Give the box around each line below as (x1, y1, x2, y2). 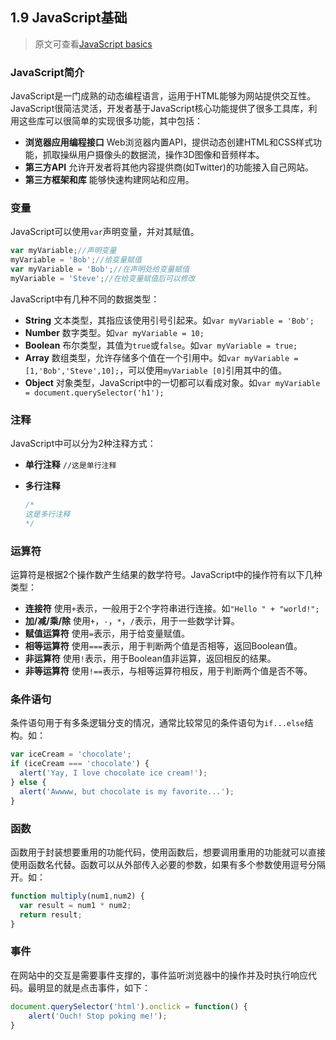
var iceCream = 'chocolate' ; (10, 749, 132, 760)
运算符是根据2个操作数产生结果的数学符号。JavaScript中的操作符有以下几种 (10, 569, 323, 581)
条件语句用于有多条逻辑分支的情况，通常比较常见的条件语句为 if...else (10, 717, 305, 729)
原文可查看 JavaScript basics (34, 38, 153, 50)
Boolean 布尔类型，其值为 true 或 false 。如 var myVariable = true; (24, 339, 298, 351)
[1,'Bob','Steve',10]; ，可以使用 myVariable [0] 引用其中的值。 (24, 364, 288, 376)
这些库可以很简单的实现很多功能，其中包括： (18, 115, 203, 127)
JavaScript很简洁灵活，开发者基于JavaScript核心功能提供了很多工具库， (10, 103, 309, 115)
